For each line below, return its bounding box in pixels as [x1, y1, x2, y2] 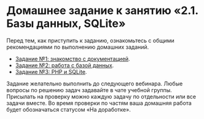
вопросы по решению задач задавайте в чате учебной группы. [6, 86, 172, 93]
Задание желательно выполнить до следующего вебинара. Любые [6, 80, 183, 87]
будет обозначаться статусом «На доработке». [6, 106, 131, 113]
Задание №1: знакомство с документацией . [15, 55, 130, 62]
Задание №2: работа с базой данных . [15, 62, 114, 69]
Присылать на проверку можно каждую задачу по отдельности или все [6, 93, 197, 100]
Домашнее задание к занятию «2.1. [6, 4, 198, 18]
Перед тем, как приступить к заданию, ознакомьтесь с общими [6, 37, 175, 44]
